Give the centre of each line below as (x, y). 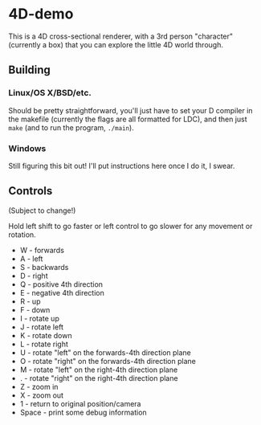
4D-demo (41, 14)
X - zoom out (42, 395)
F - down (35, 309)
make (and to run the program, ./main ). (71, 127)
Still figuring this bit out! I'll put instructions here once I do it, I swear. (122, 166)
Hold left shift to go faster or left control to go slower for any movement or (130, 226)
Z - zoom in (39, 386)
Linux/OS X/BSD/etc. (50, 93)
